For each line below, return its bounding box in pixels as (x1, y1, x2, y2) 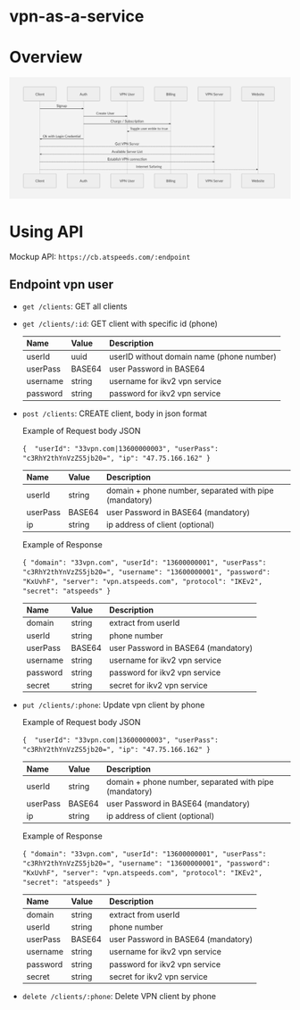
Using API (9, 221, 84, 242)
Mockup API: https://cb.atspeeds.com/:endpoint (9, 252, 191, 263)
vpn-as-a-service (9, 6, 145, 27)
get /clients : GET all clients (21, 301, 128, 312)
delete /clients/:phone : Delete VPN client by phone (21, 991, 217, 1002)
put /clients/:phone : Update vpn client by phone (21, 699, 205, 711)
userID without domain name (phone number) (109, 351, 277, 362)
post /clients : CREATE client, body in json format (21, 408, 207, 419)
